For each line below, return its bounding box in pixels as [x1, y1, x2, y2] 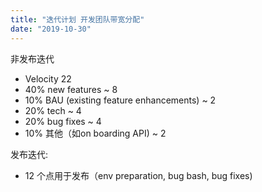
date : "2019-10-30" [10, 24, 92, 34]
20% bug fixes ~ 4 [24, 115, 102, 127]
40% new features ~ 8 [24, 83, 118, 95]
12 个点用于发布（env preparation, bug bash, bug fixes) [24, 169, 253, 181]
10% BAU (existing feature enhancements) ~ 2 [24, 94, 217, 106]
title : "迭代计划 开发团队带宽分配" [10, 14, 145, 25]
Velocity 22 [24, 72, 72, 85]
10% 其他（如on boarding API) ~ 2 [24, 127, 167, 139]
